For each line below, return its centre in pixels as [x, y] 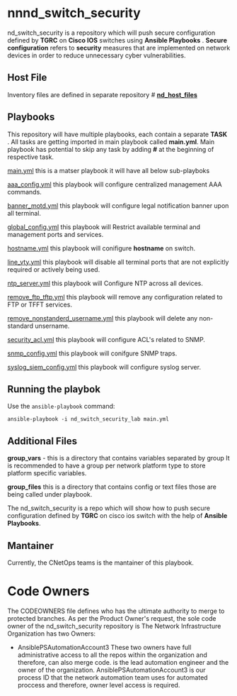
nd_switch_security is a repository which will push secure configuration [111, 33]
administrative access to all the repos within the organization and [112, 655]
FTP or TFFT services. [40, 304]
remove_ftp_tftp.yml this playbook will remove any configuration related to [115, 297]
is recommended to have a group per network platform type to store [106, 465]
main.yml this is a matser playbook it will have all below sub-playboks [109, 170]
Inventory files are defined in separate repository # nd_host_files [103, 94]
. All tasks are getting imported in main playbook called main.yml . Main [111, 142]
